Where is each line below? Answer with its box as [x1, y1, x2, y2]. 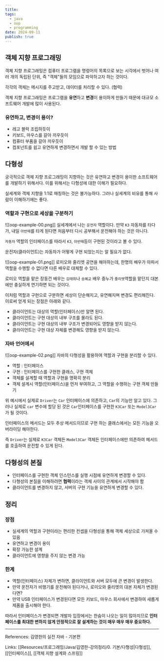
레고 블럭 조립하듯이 [12, 126, 50, 132]
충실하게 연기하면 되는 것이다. [14, 282, 70, 288]
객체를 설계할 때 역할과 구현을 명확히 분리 [12, 375, 91, 381]
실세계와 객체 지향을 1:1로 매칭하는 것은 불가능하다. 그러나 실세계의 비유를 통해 [5, 190, 153, 196]
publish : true [5, 35, 34, 40]
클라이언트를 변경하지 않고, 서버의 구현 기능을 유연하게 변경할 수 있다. [12, 485, 144, 490]
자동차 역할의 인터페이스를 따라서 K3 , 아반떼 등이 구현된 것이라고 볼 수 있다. [5, 238, 143, 244]
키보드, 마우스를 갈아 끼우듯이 [12, 132, 69, 138]
